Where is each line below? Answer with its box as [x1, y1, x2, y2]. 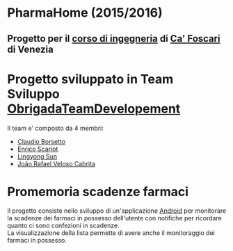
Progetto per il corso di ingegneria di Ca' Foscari [7, 33, 220, 44]
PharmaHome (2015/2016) [7, 5, 163, 21]
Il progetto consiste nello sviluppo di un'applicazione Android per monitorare [7, 207, 227, 215]
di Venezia [7, 43, 54, 55]
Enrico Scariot [17, 145, 58, 153]
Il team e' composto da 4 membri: [7, 124, 104, 132]
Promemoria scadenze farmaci [7, 184, 189, 200]
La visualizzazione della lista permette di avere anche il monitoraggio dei [7, 229, 216, 237]
